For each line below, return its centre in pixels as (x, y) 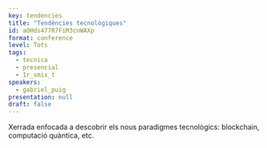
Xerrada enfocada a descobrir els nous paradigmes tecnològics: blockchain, (134, 127)
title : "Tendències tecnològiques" (68, 23)
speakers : (25, 82)
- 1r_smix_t (36, 75)
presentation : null (41, 97)
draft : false (30, 104)
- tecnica (32, 60)
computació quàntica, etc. (51, 135)
